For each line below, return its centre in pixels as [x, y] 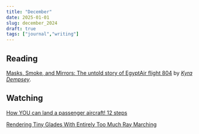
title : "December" [29, 12]
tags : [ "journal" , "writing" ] [43, 34]
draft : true [21, 29]
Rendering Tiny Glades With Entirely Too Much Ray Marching [82, 124]
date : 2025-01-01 [28, 17]
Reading [22, 59]
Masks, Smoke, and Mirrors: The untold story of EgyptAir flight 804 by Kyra [99, 73]
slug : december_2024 [32, 23]
